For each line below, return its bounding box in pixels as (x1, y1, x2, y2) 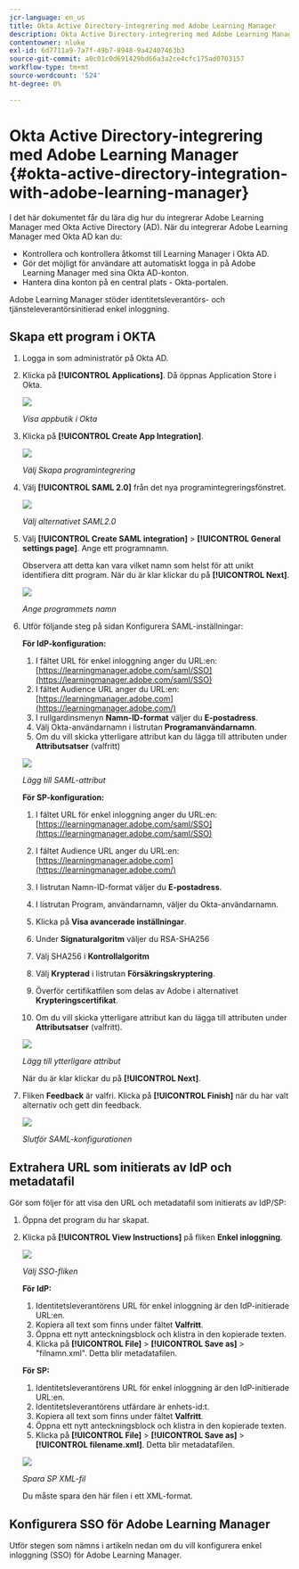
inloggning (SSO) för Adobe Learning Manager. (9, 1549, 182, 1560)
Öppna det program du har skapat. (21, 1215, 149, 1226)
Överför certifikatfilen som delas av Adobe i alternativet (35, 986, 238, 996)
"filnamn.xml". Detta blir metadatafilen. (35, 1348, 178, 1358)
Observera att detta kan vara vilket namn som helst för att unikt (21, 560, 254, 571)
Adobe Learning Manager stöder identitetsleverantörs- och (9, 293, 225, 304)
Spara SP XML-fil (21, 1474, 86, 1484)
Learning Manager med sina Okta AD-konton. (21, 267, 190, 277)
